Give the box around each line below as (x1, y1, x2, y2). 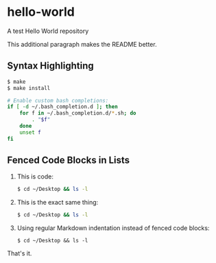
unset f (19, 128, 41, 136)
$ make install (7, 84, 51, 91)
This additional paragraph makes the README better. (7, 40, 157, 48)
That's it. (7, 249, 32, 258)
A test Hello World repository (7, 27, 89, 35)
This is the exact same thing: (16, 198, 99, 207)
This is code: (16, 172, 53, 181)
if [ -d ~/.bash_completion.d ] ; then (7, 104, 118, 111)
